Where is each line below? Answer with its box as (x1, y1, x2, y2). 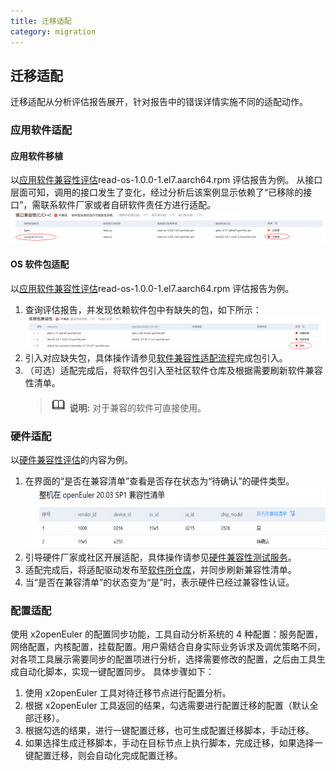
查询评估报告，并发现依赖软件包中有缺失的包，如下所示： (24, 303, 262, 315)
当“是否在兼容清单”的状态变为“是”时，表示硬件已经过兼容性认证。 (24, 576, 295, 589)
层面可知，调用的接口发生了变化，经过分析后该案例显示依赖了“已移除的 (10, 186, 304, 199)
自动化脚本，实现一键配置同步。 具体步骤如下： (18, 666, 215, 678)
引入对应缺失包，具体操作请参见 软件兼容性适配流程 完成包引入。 (24, 351, 288, 364)
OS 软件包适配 (10, 258, 70, 270)
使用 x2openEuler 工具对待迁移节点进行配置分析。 (24, 687, 232, 699)
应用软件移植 (10, 150, 63, 162)
